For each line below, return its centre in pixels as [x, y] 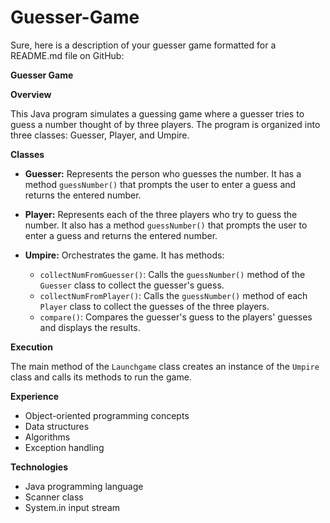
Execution [31, 347]
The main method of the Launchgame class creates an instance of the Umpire [165, 366]
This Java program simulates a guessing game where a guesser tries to [157, 113]
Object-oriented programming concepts [107, 415]
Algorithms [47, 437]
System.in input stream [72, 507]
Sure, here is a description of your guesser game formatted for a [143, 45]
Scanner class [54, 497]
